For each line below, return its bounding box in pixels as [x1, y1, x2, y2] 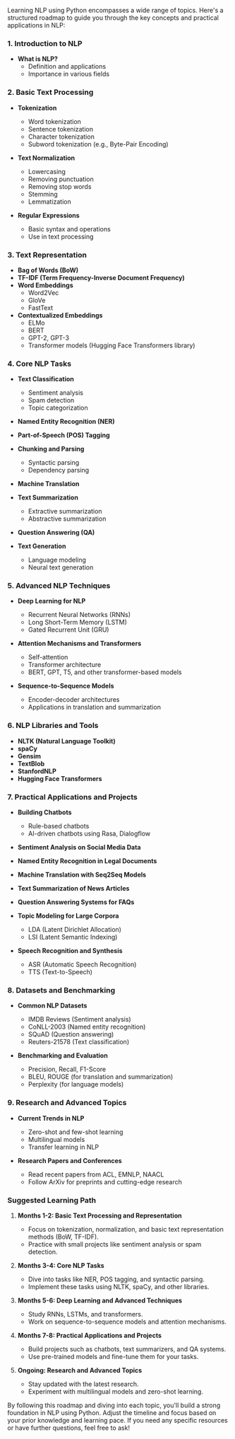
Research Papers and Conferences [17, 1156, 122, 1165]
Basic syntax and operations [28, 224, 111, 233]
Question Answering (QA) [17, 528, 95, 537]
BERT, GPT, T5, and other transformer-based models [28, 668, 182, 676]
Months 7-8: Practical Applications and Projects [17, 1331, 162, 1339]
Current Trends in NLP [17, 1114, 85, 1122]
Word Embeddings [17, 281, 74, 289]
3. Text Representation [7, 250, 87, 260]
